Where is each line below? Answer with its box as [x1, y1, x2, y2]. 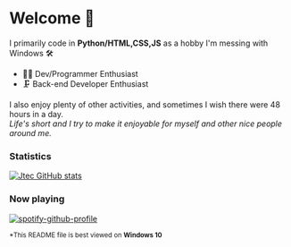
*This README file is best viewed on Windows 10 [9, 230, 162, 240]
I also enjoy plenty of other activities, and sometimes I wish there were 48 [9, 98, 281, 110]
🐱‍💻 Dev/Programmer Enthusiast [21, 68, 138, 79]
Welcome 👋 [9, 8, 96, 29]
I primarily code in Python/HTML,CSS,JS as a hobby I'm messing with [9, 38, 269, 48]
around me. [9, 127, 52, 138]
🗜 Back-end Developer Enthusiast [21, 78, 149, 89]
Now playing [9, 192, 65, 205]
